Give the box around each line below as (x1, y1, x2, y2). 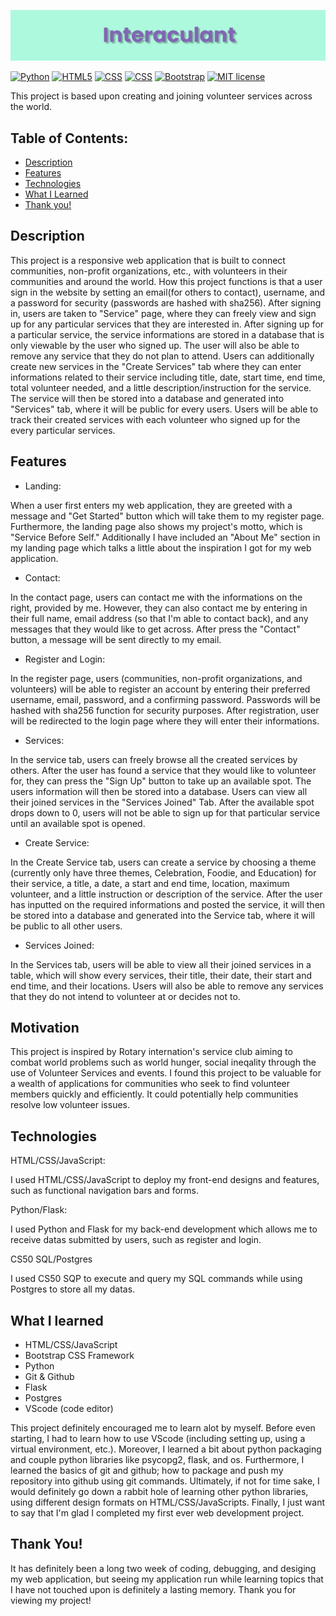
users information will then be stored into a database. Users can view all (10, 785, 308, 797)
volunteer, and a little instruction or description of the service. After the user (10, 888, 323, 900)
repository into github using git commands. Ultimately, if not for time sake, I (10, 1475, 320, 1487)
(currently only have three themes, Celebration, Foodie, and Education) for (10, 866, 317, 879)
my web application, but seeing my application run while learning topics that (10, 1573, 324, 1585)
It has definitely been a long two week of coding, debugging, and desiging (10, 1562, 317, 1574)
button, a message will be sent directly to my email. (10, 633, 222, 645)
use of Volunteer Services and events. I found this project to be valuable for (10, 1067, 322, 1079)
